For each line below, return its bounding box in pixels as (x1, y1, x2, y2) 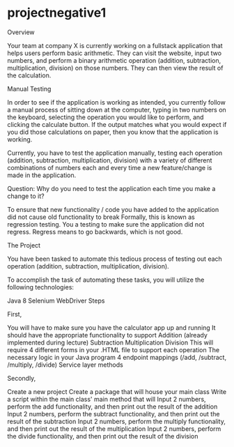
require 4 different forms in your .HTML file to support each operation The (7, 345, 220, 354)
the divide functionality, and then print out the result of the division (7, 432, 198, 440)
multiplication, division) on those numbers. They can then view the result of (7, 63, 224, 72)
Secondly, (7, 374, 36, 382)
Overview (7, 28, 35, 36)
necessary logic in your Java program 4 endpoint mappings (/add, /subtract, (7, 353, 227, 361)
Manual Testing (7, 84, 52, 93)
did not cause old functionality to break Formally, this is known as (7, 213, 195, 221)
